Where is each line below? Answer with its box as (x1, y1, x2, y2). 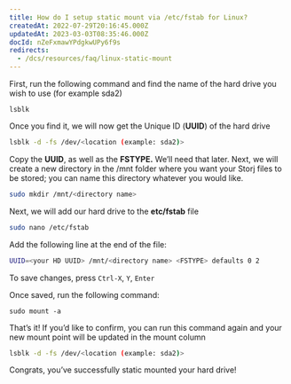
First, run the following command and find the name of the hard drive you (9, 79, 277, 89)
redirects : (9, 46, 50, 55)
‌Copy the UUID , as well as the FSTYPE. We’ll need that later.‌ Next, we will (9, 153, 279, 164)
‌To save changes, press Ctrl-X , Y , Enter (9, 272, 155, 283)
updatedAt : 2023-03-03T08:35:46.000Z (9, 29, 149, 38)
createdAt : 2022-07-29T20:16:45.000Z (9, 21, 149, 30)
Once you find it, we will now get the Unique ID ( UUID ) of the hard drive (9, 121, 271, 131)
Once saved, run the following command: (9, 289, 160, 300)
